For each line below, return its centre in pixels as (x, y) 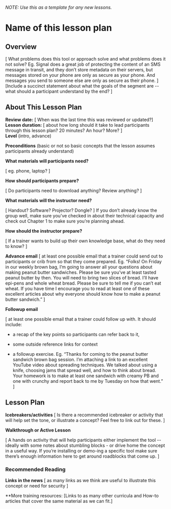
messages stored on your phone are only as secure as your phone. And (80, 75)
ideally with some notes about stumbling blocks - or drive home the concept (85, 445)
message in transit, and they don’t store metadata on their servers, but (79, 70)
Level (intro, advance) (28, 136)
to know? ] (16, 246)
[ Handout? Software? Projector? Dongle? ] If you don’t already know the (81, 210)
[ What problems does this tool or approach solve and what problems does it (85, 59)
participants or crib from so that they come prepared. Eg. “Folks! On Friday (83, 261)
